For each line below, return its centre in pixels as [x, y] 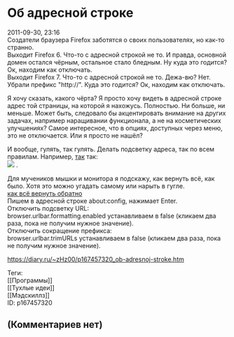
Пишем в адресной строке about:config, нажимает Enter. [92, 201]
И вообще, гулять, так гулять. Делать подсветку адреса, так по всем [111, 149]
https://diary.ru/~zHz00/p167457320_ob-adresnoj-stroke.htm [96, 259]
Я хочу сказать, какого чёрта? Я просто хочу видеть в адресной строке [115, 98]
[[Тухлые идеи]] [31, 288]
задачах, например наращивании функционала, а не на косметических [115, 120]
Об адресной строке [70, 13]
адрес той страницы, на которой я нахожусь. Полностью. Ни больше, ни [116, 105]
